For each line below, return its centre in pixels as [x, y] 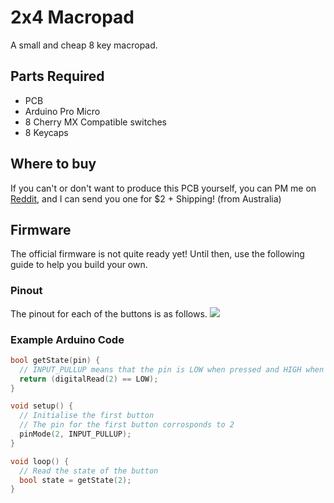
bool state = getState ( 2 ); [75, 480]
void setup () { [42, 406]
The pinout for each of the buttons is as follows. [109, 313]
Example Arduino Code [67, 339]
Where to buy [53, 164]
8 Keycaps [46, 132]
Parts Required [57, 76]
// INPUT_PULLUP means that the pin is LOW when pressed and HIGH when [172, 369]
